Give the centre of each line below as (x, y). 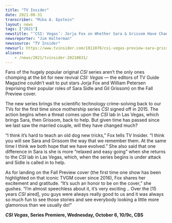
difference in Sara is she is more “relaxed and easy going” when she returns (85, 152)
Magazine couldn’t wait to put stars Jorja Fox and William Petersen (76, 83)
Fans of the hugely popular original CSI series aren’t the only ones (75, 72)
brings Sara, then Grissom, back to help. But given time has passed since (82, 120)
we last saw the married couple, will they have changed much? (72, 125)
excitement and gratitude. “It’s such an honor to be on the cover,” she (78, 183)
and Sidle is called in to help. (36, 163)
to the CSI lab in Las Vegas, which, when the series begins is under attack (83, 157)
